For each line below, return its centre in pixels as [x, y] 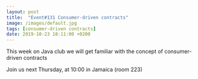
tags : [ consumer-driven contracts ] [51, 29]
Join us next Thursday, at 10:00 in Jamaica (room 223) [74, 69]
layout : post [23, 12]
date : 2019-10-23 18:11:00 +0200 [48, 34]
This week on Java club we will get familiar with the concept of [85, 51]
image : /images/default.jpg [42, 23]
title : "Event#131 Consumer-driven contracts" [68, 17]
